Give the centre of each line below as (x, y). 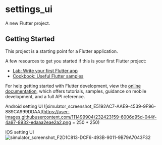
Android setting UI (24, 106)
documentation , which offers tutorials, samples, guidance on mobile (76, 91)
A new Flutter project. (28, 23)
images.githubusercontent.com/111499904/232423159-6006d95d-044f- (81, 117)
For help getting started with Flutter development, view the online (73, 86)
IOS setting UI (20, 132)
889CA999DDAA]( (24, 111)
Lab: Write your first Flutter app (45, 70)
